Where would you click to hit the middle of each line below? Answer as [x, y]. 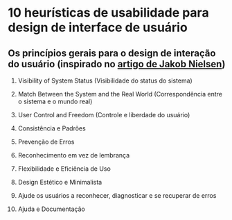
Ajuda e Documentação [51, 209]
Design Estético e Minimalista [60, 182]
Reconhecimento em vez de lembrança [74, 155]
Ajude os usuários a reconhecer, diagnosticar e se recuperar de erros [117, 195]
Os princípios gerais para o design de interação [112, 53]
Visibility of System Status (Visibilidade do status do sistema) [105, 81]
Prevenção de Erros [46, 142]
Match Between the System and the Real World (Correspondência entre [120, 94]
